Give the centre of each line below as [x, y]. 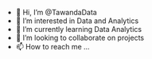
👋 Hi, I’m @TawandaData [56, 12]
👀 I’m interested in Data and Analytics [77, 21]
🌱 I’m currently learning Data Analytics [78, 29]
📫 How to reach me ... [53, 47]
